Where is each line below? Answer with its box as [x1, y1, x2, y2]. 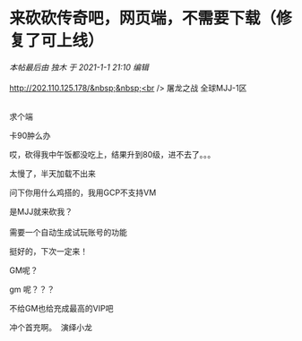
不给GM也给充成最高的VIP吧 [9, 303, 114, 313]
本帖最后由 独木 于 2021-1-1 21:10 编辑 [9, 62, 150, 72]
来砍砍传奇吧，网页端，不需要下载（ [9, 8, 277, 29]
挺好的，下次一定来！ [9, 245, 88, 256]
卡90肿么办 [9, 130, 51, 141]
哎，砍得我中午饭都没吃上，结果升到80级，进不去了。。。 [9, 149, 216, 159]
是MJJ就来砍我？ [9, 206, 73, 217]
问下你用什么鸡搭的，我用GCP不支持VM [9, 187, 157, 198]
